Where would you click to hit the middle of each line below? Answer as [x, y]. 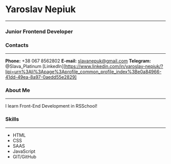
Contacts [17, 45]
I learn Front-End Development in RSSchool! [51, 106]
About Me [18, 90]
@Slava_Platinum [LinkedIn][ [35, 67]
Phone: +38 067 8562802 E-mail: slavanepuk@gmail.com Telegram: [78, 61]
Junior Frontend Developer [39, 31]
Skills [12, 119]
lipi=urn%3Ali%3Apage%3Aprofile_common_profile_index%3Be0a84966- [83, 72]
